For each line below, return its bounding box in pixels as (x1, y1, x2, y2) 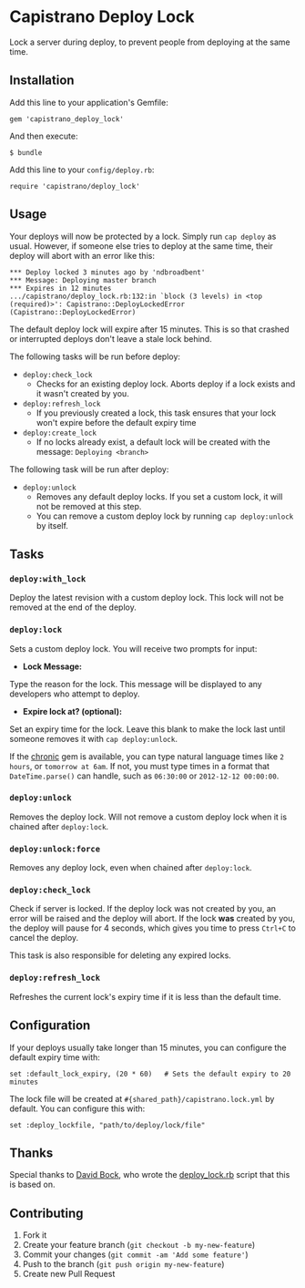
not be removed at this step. (36, 500, 142, 511)
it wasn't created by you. (36, 387, 129, 398)
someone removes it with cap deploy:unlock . (9, 733, 178, 744)
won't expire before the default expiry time (36, 417, 197, 428)
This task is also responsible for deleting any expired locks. (9, 950, 232, 961)
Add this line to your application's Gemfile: (9, 97, 168, 108)
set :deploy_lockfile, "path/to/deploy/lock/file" (9, 1120, 206, 1129)
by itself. (36, 520, 68, 531)
